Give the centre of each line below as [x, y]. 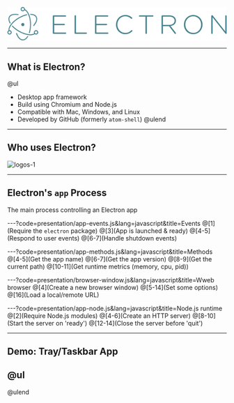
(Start [15, 323]
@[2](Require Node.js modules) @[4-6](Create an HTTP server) [99, 315]
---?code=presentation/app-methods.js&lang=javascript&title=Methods [110, 252]
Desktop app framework [52, 97]
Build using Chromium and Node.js [67, 104]
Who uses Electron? [52, 147]
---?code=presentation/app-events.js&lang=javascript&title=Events [104, 223]
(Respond [21, 238]
